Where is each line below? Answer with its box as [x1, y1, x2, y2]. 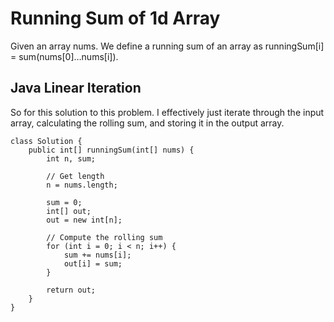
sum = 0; [46, 197, 83, 207]
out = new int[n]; [46, 215, 123, 225]
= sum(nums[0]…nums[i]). [10, 50, 119, 62]
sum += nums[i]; [63, 250, 132, 260]
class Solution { [10, 136, 83, 146]
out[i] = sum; [63, 258, 123, 269]
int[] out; [46, 206, 92, 216]
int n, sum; [46, 153, 97, 164]
